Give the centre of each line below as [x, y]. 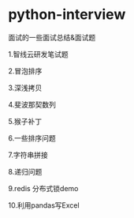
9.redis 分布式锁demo [43, 188]
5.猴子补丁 [25, 121]
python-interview [67, 15]
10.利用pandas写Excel [44, 205]
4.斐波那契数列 [32, 104]
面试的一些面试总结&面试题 [52, 37]
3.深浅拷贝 [25, 88]
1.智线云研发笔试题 [38, 54]
